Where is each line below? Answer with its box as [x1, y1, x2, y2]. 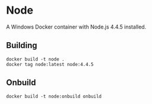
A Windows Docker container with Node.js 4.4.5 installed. [6, 23, 147, 30]
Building [6, 40, 37, 51]
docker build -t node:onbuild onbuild [6, 93, 102, 99]
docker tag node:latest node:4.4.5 [6, 61, 94, 67]
